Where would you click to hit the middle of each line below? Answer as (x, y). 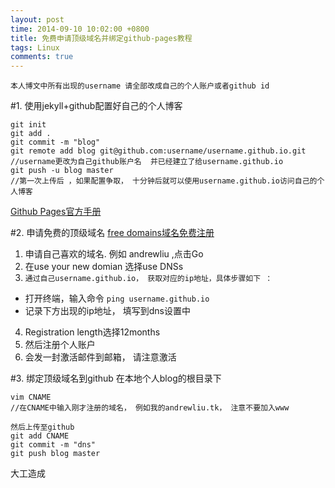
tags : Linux (35, 47)
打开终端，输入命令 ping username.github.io (117, 298)
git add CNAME (40, 436)
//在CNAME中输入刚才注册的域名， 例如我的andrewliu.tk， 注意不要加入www (150, 408)
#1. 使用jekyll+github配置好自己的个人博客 (96, 106)
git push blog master (55, 454)
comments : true (42, 57)
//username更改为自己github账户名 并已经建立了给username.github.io (147, 162)
